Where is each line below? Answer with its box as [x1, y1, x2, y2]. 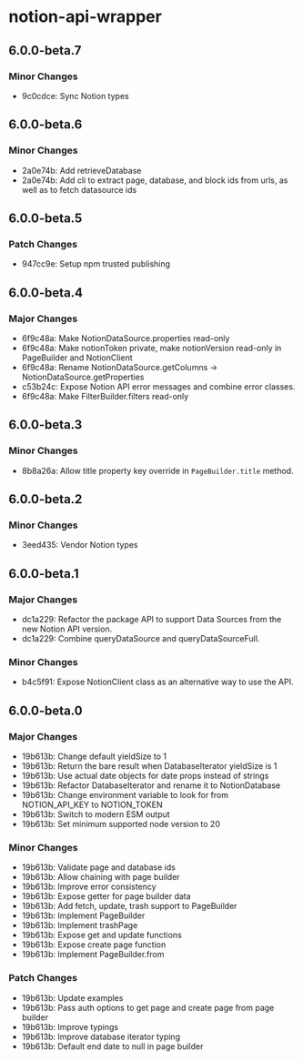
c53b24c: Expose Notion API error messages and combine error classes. [21, 380, 296, 392]
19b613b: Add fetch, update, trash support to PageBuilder [21, 901, 237, 912]
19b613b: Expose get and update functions [21, 930, 183, 941]
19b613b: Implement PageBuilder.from [21, 949, 165, 960]
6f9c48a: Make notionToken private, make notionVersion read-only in [21, 342, 282, 353]
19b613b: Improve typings [21, 1021, 119, 1032]
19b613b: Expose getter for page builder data [21, 891, 192, 902]
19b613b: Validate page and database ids [21, 862, 177, 873]
